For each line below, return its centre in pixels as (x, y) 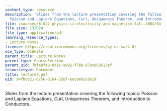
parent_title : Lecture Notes (35, 56)
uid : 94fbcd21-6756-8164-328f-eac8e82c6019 (51, 79)
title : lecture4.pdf (27, 75)
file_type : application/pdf (34, 33)
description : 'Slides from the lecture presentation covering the (75, 14)
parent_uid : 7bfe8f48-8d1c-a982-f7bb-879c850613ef (59, 65)
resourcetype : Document (30, 70)
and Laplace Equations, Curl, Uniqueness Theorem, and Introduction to (78, 99)
